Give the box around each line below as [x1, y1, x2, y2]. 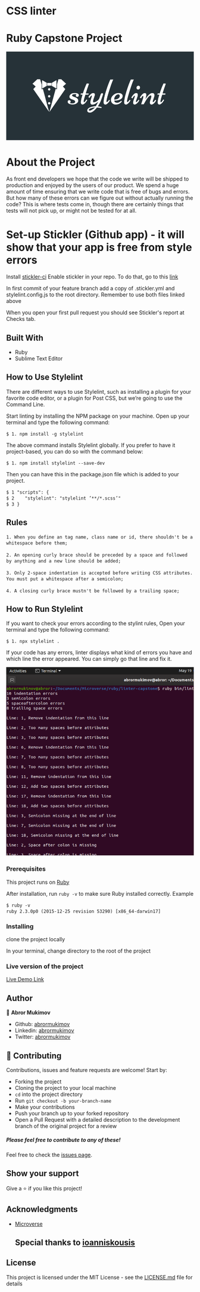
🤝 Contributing [6, 1051, 62, 1061]
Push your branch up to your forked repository [14, 1110, 129, 1117]
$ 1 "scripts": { [6, 489, 49, 495]
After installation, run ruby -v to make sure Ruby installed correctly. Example [6, 890, 194, 897]
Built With [6, 333, 43, 343]
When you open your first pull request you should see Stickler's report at [6, 309, 185, 316]
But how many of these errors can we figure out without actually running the [6, 194, 193, 201]
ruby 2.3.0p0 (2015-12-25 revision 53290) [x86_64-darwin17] [6, 908, 161, 914]
